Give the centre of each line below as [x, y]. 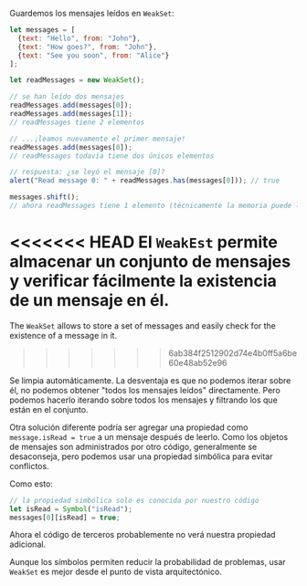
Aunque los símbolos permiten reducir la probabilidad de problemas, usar [148, 562]
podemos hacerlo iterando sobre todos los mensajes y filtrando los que [144, 400]
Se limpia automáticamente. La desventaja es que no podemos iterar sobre [150, 380]
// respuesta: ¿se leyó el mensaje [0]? [88, 173]
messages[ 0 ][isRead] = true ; [65, 518]
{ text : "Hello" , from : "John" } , [79, 38]
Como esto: [31, 484]
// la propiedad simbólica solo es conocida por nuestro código [134, 500]
